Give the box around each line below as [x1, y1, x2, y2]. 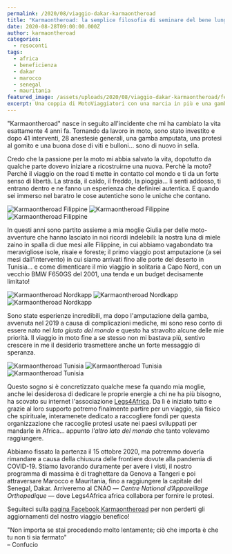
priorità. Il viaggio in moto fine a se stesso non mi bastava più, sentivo [7, 333, 206, 341]
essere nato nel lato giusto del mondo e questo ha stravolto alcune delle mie [7, 326, 224, 334]
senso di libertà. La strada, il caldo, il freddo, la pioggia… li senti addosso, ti [7, 177, 221, 185]
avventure [7, 233, 36, 241]
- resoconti [13, 42, 48, 49]
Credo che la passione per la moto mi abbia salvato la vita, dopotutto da [7, 154, 212, 163]
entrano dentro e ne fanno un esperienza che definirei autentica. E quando [7, 184, 220, 193]
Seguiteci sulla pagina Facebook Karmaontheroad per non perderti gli [7, 505, 205, 513]
